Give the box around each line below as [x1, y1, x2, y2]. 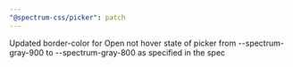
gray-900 [9, 46, 45, 58]
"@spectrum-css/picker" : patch [9, 13, 126, 22]
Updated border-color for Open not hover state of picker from [9, 38, 237, 48]
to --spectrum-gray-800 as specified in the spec [46, 46, 226, 58]
